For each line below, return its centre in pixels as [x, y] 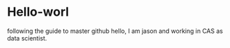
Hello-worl [38, 12]
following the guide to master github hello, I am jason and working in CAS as [115, 31]
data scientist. [27, 38]
